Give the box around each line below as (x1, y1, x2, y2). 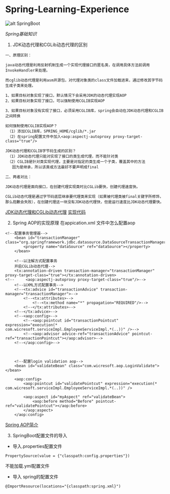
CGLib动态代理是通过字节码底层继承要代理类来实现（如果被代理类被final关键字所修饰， (5, 194, 163, 199)
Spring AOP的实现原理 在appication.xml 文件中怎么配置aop (12, 220, 136, 226)
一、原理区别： (5, 52, 32, 58)
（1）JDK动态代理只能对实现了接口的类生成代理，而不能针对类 (7, 154, 118, 159)
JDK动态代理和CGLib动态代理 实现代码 (5, 209, 86, 215)
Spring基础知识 (5, 30, 37, 37)
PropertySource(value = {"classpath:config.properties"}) (5, 453, 130, 458)
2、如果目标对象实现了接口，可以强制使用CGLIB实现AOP (5, 98, 105, 103)
